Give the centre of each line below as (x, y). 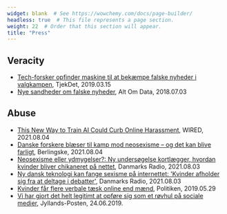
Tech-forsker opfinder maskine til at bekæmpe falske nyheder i (107, 77)
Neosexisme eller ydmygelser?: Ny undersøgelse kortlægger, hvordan (116, 159)
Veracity (26, 60)
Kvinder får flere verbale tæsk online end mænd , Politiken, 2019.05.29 (116, 188)
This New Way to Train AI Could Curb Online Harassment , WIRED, (110, 130)
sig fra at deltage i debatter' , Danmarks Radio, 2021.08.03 (99, 181)
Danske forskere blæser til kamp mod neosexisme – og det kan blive (114, 145)
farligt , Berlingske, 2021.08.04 (60, 151)
